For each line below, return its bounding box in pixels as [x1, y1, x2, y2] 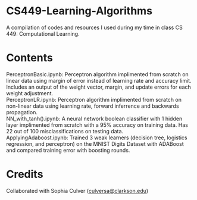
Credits [6, 168, 43, 181]
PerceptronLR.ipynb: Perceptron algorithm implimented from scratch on [6, 96, 182, 103]
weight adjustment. [6, 89, 54, 96]
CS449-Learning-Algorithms [6, 4, 153, 18]
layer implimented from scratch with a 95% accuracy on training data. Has [6, 121, 189, 129]
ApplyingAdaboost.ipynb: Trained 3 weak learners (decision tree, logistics [6, 134, 187, 141]
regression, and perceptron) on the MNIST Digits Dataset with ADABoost [6, 140, 184, 147]
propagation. [6, 108, 37, 115]
